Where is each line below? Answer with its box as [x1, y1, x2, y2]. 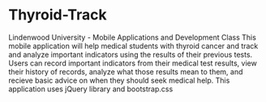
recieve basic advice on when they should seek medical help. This [8, 75, 230, 85]
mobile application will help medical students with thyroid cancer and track [8, 40, 259, 50]
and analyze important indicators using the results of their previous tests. [8, 49, 253, 59]
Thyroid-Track [8, 6, 107, 24]
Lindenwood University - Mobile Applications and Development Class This [8, 32, 257, 42]
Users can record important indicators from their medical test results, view [8, 58, 257, 68]
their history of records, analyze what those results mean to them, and [8, 66, 243, 76]
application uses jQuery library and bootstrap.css [8, 83, 174, 94]
